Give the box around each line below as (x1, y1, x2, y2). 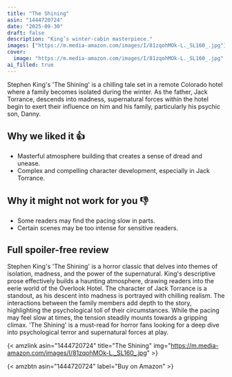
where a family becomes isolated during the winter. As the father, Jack (7, 88, 209, 96)
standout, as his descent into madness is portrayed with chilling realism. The (7, 292, 225, 300)
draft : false (7, 29, 45, 37)
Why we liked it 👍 (7, 130, 86, 142)
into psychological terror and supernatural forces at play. (7, 328, 169, 336)
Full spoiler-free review (7, 244, 109, 256)
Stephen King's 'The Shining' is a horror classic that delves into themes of (7, 263, 218, 271)
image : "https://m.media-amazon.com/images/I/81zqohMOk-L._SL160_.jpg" (13, 55, 224, 62)
